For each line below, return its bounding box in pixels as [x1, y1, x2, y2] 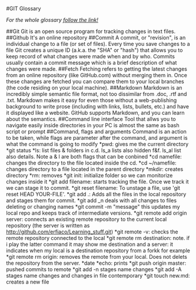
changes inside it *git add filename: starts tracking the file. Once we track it [6, 178, 190, 185]
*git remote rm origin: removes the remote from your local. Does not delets [6, 253, 187, 260]
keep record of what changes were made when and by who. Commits [6, 53, 175, 60]
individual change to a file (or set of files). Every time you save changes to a [6, 41, 190, 47]
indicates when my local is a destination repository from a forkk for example [6, 247, 190, 254]
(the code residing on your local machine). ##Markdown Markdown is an [6, 84, 182, 91]
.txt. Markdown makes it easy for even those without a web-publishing [6, 97, 177, 104]
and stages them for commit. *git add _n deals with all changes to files [6, 197, 177, 204]
